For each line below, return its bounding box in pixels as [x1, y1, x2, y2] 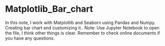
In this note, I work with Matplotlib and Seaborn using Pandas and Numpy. [5, 20, 156, 25]
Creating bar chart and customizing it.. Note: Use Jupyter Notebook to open [5, 24, 160, 30]
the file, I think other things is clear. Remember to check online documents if [5, 30, 161, 36]
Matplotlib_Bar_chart [5, 3, 93, 15]
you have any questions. [5, 35, 55, 41]
